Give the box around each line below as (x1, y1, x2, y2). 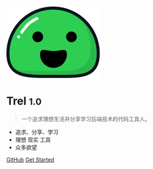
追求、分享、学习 (15, 128, 59, 135)
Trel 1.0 (6, 94, 42, 108)
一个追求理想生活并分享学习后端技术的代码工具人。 (21, 115, 151, 122)
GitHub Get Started (6, 155, 54, 163)
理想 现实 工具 (15, 136, 51, 143)
